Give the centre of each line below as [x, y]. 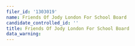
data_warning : [24, 34]
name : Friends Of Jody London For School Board [67, 17]
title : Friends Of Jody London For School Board [68, 28]
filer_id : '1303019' [32, 12]
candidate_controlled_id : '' [42, 23]
